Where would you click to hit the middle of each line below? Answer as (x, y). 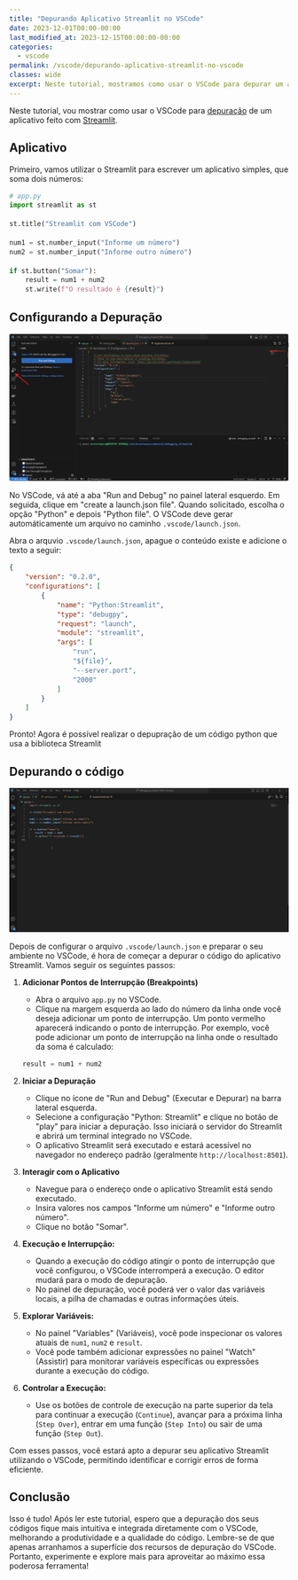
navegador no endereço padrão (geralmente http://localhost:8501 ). (161, 1154)
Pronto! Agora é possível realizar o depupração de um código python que (143, 734)
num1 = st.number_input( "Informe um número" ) (94, 242)
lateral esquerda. (66, 1107)
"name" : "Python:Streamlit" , (110, 605)
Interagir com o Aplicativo (71, 1171)
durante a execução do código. (92, 1371)
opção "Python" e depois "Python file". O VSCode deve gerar (121, 514)
